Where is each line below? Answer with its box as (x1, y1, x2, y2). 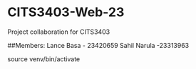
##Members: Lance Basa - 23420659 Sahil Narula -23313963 (7, 41, 190, 49)
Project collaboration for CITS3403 (7, 27, 110, 36)
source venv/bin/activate (7, 54, 81, 63)
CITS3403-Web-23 (7, 4, 125, 20)
